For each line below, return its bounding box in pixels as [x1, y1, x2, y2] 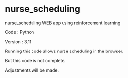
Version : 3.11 [5, 38, 32, 45]
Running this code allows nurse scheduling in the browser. [5, 48, 124, 54]
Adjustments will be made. [5, 67, 59, 73]
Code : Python [5, 29, 34, 35]
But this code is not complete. [5, 57, 65, 63]
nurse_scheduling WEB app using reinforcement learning [5, 20, 121, 26]
